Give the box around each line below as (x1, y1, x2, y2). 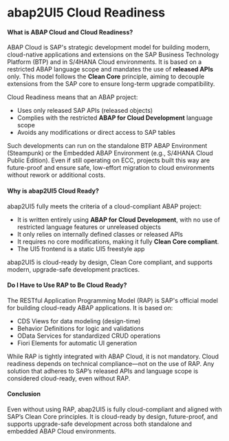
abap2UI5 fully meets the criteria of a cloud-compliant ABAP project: (7, 202, 201, 211)
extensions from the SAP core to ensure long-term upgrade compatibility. (7, 80, 215, 88)
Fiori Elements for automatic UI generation (17, 338, 138, 347)
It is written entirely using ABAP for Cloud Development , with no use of (17, 215, 220, 224)
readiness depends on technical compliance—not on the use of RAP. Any (7, 359, 215, 367)
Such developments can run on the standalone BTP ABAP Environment (7, 142, 208, 150)
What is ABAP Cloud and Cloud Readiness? (7, 28, 133, 36)
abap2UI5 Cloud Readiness (7, 5, 166, 21)
